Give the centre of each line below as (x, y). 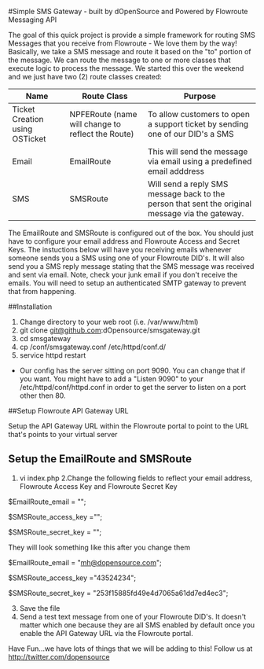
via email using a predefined (200, 162)
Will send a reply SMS (188, 184)
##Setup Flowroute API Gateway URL (68, 411)
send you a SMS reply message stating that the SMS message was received (131, 266)
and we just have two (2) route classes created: (85, 77)
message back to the (187, 194)
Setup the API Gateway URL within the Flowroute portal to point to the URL (128, 426)
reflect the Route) (102, 134)
